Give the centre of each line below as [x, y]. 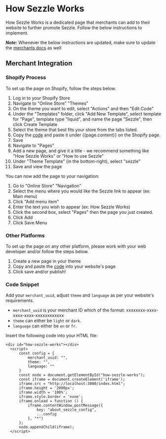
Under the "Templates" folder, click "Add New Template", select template [87, 114]
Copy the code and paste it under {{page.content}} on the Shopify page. [86, 135]
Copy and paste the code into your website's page [64, 266]
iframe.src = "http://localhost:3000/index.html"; [72, 384]
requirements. [20, 301]
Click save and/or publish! [39, 271]
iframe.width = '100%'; [43, 392]
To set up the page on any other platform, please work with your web [76, 246]
